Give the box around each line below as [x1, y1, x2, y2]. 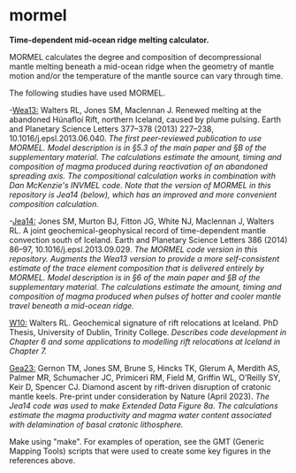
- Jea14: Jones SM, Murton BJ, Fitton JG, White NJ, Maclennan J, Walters [9, 216, 275, 226]
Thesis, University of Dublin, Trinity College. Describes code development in [9, 326, 287, 337]
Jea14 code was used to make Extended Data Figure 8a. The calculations [9, 400, 278, 411]
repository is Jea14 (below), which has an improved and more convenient [9, 189, 277, 200]
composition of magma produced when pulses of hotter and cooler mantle [9, 291, 281, 301]
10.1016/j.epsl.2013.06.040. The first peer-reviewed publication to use [9, 133, 262, 143]
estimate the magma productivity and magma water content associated [9, 409, 272, 420]
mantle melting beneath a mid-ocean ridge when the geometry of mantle [9, 61, 275, 72]
